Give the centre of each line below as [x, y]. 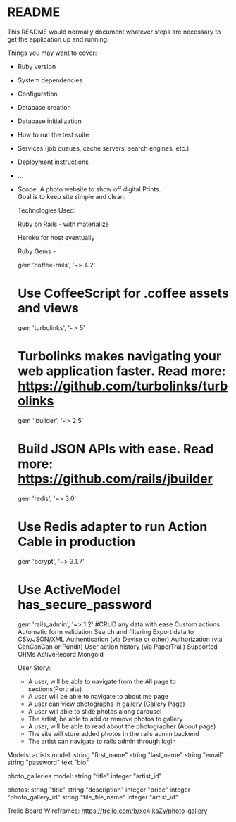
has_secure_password [85, 604]
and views [48, 309]
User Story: [34, 668]
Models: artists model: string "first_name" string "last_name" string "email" [116, 754]
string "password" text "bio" [48, 762]
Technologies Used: [46, 210]
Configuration [37, 94]
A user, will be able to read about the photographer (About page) [122, 726]
